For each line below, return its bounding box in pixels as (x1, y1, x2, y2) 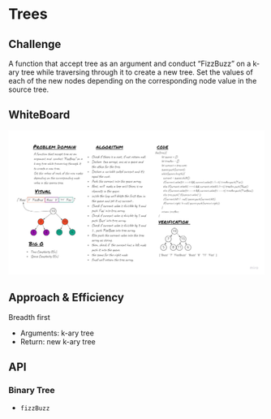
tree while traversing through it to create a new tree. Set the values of (21, 67, 253, 77)
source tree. (8, 84, 49, 94)
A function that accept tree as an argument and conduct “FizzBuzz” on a (8, 58, 252, 68)
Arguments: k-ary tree (19, 328, 95, 338)
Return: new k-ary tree (19, 336, 96, 346)
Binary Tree (8, 384, 55, 395)
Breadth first (8, 312, 50, 322)
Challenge (8, 37, 62, 51)
